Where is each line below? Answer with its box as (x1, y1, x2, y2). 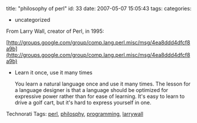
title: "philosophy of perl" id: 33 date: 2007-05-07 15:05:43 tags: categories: (6, 5, 192, 12)
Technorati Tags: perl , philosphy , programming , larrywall (6, 111, 143, 117)
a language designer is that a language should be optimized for (14, 87, 169, 93)
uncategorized (14, 16, 50, 23)
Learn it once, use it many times (14, 69, 93, 76)
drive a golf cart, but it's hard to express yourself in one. (14, 99, 152, 106)
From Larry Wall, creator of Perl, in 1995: (6, 28, 104, 35)
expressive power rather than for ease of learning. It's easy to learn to (14, 93, 185, 100)
